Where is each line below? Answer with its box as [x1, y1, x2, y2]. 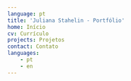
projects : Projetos [7, 37, 65, 44]
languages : [7, 50, 40, 57]
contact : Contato [7, 43, 59, 50]
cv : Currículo [7, 30, 50, 37]
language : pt [7, 10, 46, 18]
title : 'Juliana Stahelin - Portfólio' [7, 17, 125, 24]
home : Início [7, 23, 46, 30]
